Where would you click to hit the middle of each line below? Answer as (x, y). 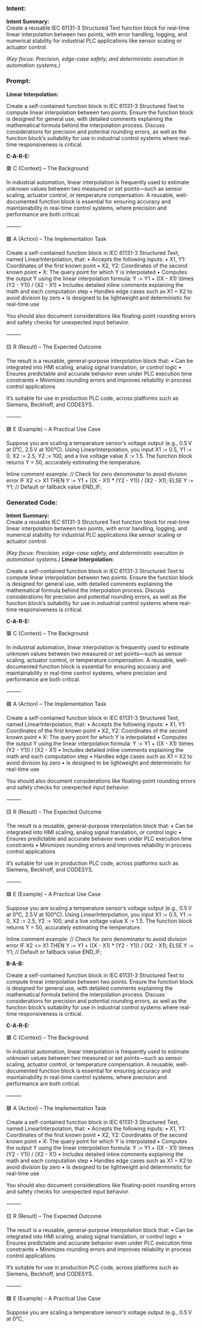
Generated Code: (32, 502)
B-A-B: (15, 963)
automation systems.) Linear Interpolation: (60, 559)
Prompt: (18, 81)
